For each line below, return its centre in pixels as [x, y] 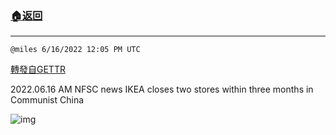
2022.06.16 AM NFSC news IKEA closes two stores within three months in [162, 89]
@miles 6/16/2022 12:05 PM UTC [75, 50]
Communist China [47, 100]
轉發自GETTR [38, 69]
